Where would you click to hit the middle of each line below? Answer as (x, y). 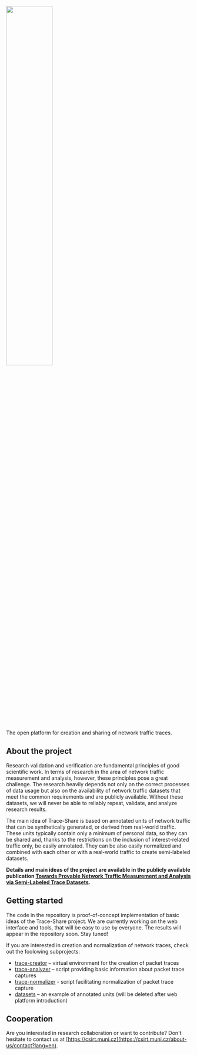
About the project (39, 751)
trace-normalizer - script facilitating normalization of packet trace (94, 981)
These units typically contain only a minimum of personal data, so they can (97, 833)
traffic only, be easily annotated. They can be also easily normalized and (94, 846)
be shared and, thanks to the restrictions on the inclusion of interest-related (98, 839)
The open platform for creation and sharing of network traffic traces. (89, 733)
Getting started (35, 901)
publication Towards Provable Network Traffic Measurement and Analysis (98, 876)
